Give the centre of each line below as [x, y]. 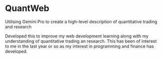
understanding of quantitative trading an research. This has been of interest [81, 41]
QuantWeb [27, 8]
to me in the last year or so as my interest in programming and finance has [80, 46]
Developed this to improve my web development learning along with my [77, 36]
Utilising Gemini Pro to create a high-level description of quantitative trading [81, 22]
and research [18, 26]
